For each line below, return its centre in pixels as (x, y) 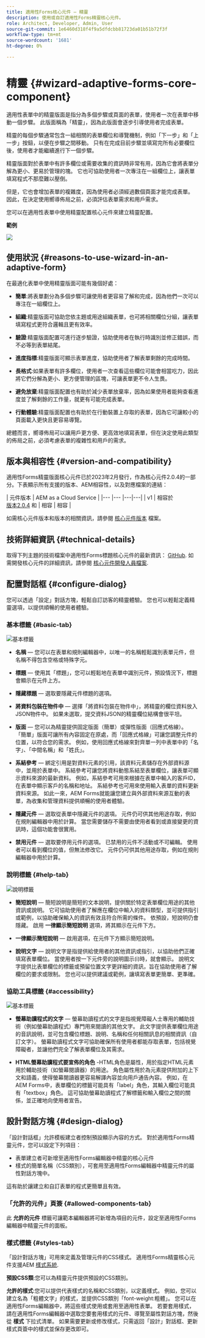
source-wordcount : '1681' (39, 40)
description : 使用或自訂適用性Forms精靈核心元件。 (65, 18)
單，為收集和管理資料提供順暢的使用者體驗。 (71, 801)
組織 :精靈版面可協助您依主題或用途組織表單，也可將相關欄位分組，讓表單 (107, 316)
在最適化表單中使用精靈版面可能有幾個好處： (63, 283)
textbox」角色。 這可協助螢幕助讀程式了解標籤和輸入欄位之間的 (106, 1093)
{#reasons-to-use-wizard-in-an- (104, 258)
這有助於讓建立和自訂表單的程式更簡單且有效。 (65, 1186)
